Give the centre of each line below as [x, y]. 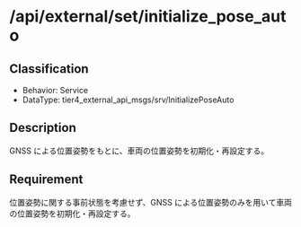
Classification [49, 69]
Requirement [46, 180]
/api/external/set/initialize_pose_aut [148, 17]
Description [43, 128]
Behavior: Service [55, 90]
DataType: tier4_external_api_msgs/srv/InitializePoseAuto [128, 100]
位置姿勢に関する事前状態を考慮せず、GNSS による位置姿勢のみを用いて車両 [151, 202]
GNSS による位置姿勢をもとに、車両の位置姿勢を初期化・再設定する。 [139, 151]
